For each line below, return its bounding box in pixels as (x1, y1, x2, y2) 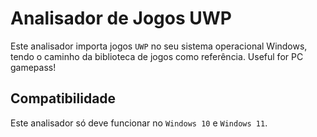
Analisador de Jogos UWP (10, 7, 232, 30)
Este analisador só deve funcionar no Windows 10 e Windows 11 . (10, 117, 268, 129)
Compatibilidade (10, 90, 117, 107)
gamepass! (10, 61, 57, 73)
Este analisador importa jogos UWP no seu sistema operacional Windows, (10, 40, 308, 52)
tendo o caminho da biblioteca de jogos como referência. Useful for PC (10, 50, 304, 62)
